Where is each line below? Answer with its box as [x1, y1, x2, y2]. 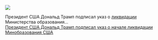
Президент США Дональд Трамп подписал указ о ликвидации [5, 14, 137, 20]
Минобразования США [5, 29, 53, 35]
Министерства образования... [5, 19, 68, 25]
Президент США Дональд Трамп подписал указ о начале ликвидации [5, 24, 153, 30]
